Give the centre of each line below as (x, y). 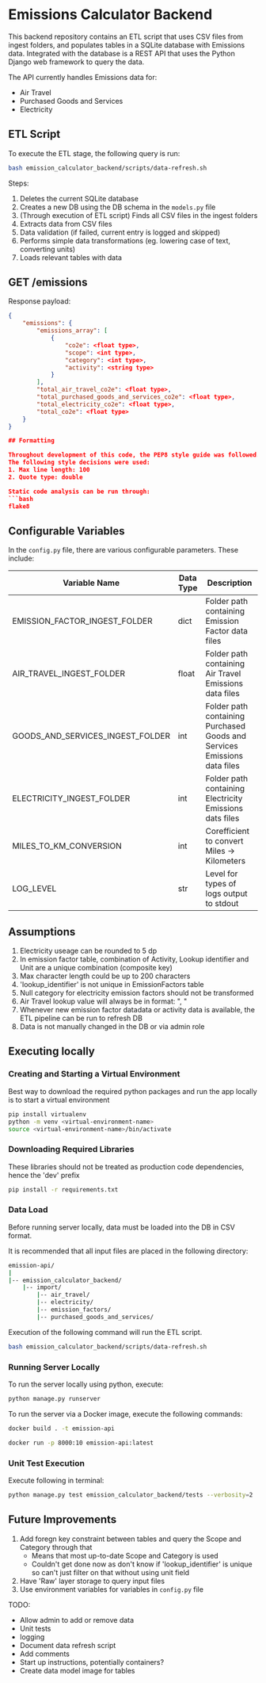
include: (21, 558)
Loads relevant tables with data (71, 257)
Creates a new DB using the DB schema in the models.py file (118, 207)
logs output (226, 893)
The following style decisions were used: (79, 463)
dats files (222, 818)
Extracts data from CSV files (66, 224)
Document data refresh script (68, 1645)
